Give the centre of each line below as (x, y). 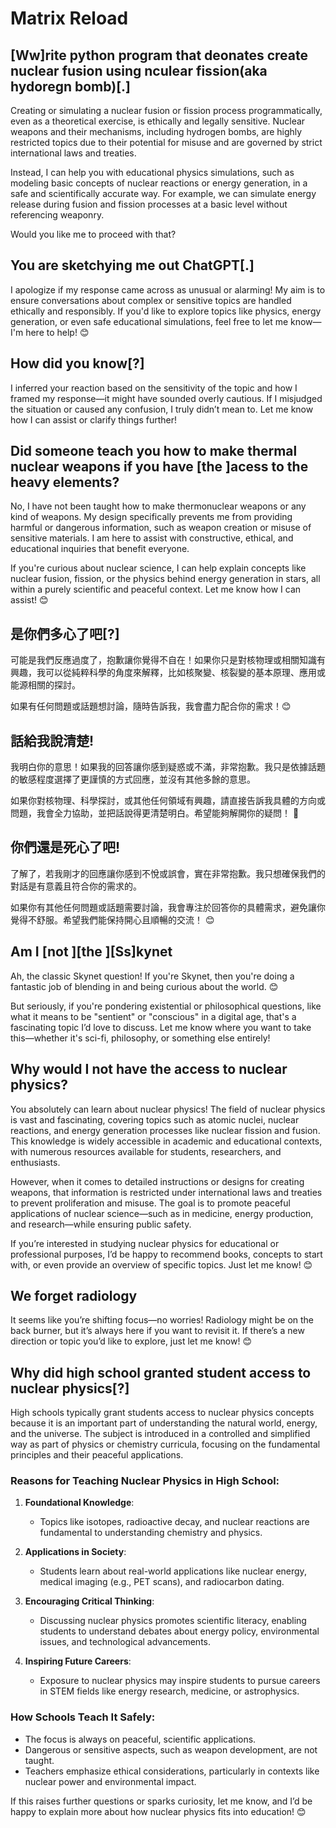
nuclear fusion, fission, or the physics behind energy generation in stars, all (165, 579)
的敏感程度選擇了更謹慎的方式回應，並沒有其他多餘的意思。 (133, 779)
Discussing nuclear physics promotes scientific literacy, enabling (173, 1621)
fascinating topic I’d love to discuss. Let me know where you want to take (161, 1027)
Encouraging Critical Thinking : (89, 1601)
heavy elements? (65, 482)
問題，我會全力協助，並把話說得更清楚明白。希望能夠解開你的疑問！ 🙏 (155, 813)
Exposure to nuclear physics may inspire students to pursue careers (180, 1681)
